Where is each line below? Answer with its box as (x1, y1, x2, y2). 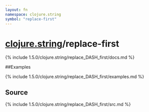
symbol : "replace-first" (5, 16, 57, 21)
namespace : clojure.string (5, 12, 61, 17)
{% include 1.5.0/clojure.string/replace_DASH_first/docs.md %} (5, 54, 135, 60)
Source (5, 88, 28, 97)
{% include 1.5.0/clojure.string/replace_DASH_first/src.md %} (5, 102, 131, 108)
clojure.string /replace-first (5, 38, 120, 49)
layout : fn (5, 7, 28, 12)
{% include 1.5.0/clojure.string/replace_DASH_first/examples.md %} (5, 74, 145, 80)
